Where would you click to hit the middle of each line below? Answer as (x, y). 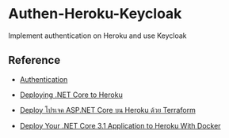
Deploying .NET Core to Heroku (71, 95)
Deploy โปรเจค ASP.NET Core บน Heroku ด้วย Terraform (107, 110)
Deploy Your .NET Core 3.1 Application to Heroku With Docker (120, 125)
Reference (34, 60)
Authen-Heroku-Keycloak (95, 14)
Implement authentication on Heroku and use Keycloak (98, 35)
